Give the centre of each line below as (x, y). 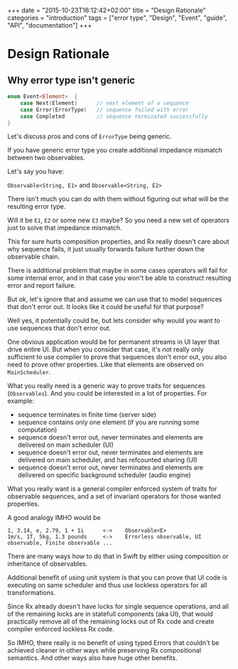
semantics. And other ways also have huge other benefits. (92, 658)
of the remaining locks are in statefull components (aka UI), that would (110, 614)
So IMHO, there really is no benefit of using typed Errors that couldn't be (113, 643)
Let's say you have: (36, 172)
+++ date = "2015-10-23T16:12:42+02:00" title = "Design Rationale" (107, 10)
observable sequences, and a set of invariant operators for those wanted (114, 496)
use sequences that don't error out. (59, 328)
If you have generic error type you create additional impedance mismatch (115, 150)
